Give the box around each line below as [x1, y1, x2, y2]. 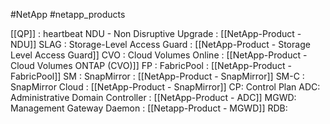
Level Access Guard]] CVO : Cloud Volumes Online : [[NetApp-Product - [10, 49, 308, 61]
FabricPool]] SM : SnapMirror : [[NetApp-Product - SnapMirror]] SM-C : [10, 70, 305, 82]
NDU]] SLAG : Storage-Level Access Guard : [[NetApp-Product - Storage [10, 39, 311, 50]
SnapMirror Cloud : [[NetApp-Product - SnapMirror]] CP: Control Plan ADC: [10, 81, 321, 93]
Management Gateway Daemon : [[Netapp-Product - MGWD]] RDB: [10, 102, 288, 114]
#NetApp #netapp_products [10, 9, 126, 20]
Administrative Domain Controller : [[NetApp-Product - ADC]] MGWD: [10, 92, 297, 103]
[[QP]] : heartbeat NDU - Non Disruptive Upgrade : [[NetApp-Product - [10, 28, 302, 39]
